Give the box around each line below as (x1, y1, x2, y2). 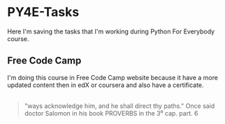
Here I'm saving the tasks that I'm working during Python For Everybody (7, 27, 215, 36)
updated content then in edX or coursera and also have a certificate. (7, 81, 204, 89)
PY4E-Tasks (7, 4, 80, 20)
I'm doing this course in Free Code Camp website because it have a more (7, 73, 219, 82)
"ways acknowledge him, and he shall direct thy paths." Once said (24, 102, 215, 110)
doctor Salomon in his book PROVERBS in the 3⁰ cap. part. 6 (24, 109, 198, 117)
